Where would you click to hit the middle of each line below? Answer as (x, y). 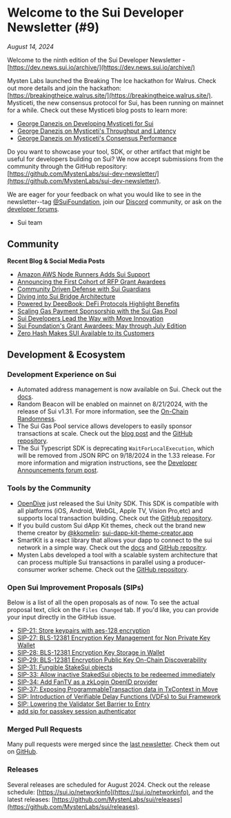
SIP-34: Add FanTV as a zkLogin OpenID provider (87, 682)
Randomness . (37, 419)
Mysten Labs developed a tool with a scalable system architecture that (117, 555)
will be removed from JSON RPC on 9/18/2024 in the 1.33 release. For (116, 456)
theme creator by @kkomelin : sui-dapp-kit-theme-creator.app (105, 532)
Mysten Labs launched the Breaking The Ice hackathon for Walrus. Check (112, 80)
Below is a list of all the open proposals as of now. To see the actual (103, 602)
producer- (191, 562)
